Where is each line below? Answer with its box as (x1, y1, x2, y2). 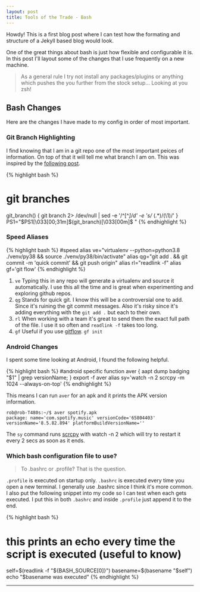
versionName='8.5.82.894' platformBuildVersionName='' (6, 420, 145, 426)
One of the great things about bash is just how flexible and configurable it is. (6, 48, 193, 55)
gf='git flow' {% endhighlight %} (6, 265, 86, 272)
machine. (6, 61, 29, 69)
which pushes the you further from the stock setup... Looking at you (20, 79, 188, 86)
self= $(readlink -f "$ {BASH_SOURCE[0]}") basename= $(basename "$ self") (6, 567, 192, 574)
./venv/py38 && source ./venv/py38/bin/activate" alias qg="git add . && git (6, 253, 188, 260)
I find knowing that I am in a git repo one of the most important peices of (6, 147, 184, 154)
